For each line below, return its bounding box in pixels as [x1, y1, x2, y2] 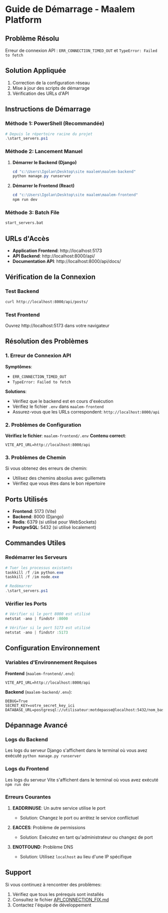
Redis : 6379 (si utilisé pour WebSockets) [12, 518, 96, 525]
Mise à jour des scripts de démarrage [12, 85, 90, 91]
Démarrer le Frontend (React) [12, 183, 75, 189]
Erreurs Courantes [5, 794, 51, 801]
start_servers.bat [5, 220, 43, 225]
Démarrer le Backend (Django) [12, 159, 77, 165]
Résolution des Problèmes [5, 337, 88, 346]
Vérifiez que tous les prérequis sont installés [12, 891, 104, 897]
